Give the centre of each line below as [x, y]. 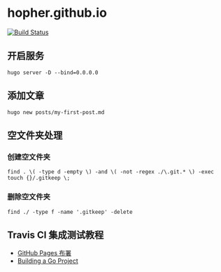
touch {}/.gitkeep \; [39, 178]
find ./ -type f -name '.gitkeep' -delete [70, 212]
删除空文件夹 [29, 197]
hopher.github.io [57, 13]
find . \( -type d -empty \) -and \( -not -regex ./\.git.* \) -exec [111, 172]
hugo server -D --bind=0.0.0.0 [53, 72]
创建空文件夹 [29, 157]
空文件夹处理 [35, 135]
